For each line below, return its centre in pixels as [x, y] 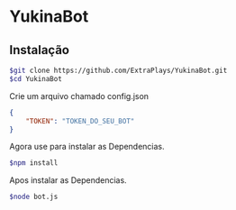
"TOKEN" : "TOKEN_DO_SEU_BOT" [80, 121]
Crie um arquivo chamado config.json [79, 96]
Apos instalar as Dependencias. [68, 180]
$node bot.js [34, 197]
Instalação [40, 50]
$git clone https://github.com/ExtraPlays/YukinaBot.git [118, 70]
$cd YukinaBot [36, 78]
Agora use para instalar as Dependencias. [87, 147]
